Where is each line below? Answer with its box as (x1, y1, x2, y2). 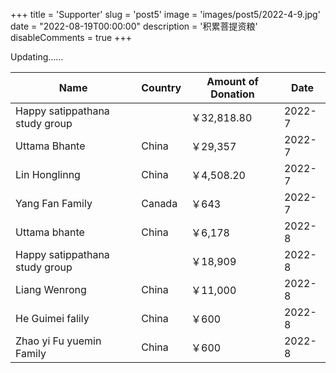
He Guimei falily (15, 312, 90, 325)
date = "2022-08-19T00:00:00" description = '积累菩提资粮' (10, 20, 258, 32)
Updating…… (10, 51, 64, 63)
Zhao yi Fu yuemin (15, 334, 102, 348)
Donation (210, 87, 255, 101)
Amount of (206, 75, 259, 88)
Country (141, 81, 182, 94)
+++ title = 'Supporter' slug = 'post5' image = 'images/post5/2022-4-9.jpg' (10, 9, 321, 20)
